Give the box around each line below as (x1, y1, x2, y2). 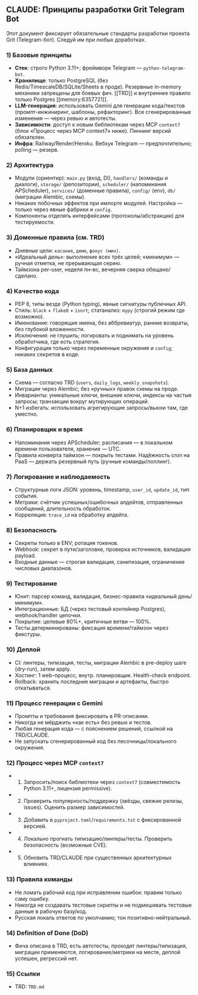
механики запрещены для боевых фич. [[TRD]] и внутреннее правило (14, 90, 191, 97)
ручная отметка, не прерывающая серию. (14, 259, 122, 266)
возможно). (14, 313, 44, 320)
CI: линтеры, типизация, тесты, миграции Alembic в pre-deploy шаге (14, 659, 187, 666)
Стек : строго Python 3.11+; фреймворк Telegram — (14, 65, 142, 72)
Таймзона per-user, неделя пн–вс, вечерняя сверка (14, 266, 145, 273)
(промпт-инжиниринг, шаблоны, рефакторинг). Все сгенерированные (14, 109, 191, 116)
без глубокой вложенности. (14, 326, 85, 333)
